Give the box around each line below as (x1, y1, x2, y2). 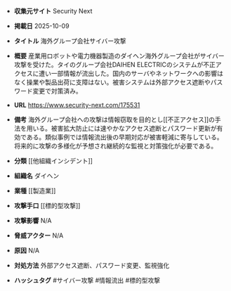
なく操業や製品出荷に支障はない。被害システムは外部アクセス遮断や (13, 78, 211, 86)
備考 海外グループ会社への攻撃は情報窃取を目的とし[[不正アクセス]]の (13, 115, 216, 124)
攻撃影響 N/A (13, 216, 52, 224)
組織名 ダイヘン (13, 172, 60, 180)
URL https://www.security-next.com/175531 (13, 101, 140, 109)
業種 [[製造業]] (13, 186, 56, 195)
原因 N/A (13, 246, 40, 254)
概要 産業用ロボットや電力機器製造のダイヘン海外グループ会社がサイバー (13, 52, 225, 60)
